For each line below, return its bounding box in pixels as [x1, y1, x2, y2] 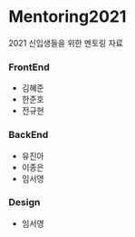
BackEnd [8, 129, 49, 142]
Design [8, 196, 41, 209]
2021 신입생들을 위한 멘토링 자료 [8, 37, 123, 48]
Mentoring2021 [8, 6, 127, 27]
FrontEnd [8, 61, 51, 74]
